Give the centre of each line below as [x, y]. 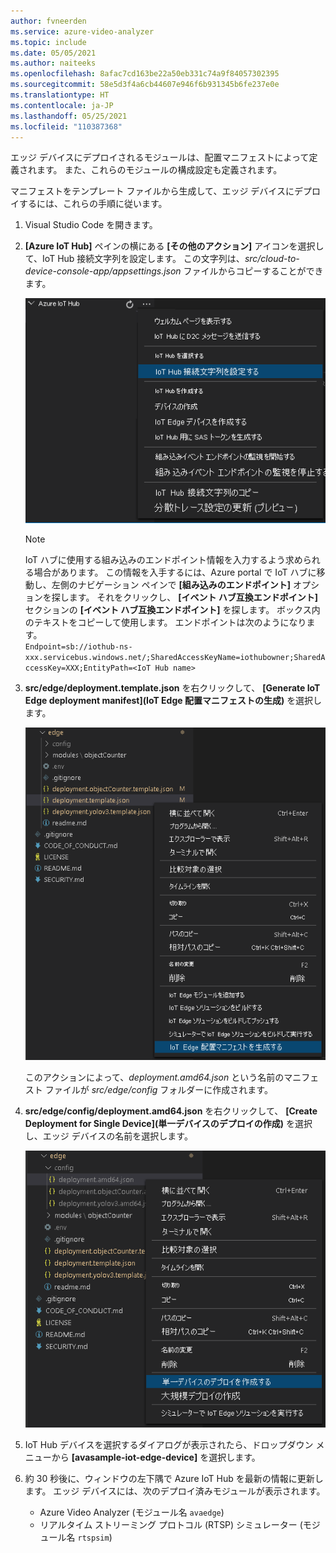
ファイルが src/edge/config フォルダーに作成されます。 [158, 1090]
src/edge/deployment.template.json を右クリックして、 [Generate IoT [172, 688]
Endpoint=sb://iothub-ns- [78, 647]
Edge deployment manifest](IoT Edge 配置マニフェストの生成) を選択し [173, 701]
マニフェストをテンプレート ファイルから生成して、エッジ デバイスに [152, 191]
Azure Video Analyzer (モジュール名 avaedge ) [132, 1512]
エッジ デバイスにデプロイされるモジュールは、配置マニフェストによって [160, 157]
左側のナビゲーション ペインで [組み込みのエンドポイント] [171, 585]
